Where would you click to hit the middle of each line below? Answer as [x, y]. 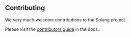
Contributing [25, 8]
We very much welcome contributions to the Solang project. [66, 19]
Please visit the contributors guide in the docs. [52, 29]
